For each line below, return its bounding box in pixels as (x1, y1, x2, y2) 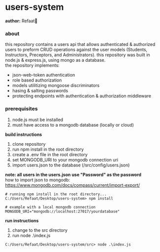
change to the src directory (12, 227, 68, 233)
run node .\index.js (12, 232, 51, 238)
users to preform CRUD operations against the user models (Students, (5, 46, 148, 53)
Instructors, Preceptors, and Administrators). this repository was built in (5, 52, 150, 58)
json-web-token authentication (12, 72, 75, 78)
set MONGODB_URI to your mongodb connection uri (12, 157, 119, 163)
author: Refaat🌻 (5, 18, 38, 24)
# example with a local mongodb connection (5, 205, 96, 210)
